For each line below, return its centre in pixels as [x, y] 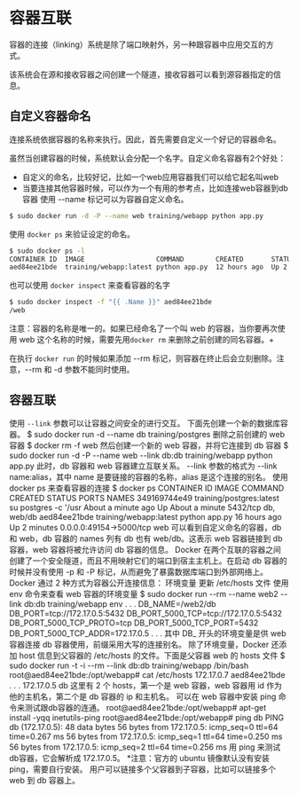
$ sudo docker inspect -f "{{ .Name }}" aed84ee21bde [111, 303]
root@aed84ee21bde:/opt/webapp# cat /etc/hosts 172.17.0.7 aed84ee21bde [147, 674]
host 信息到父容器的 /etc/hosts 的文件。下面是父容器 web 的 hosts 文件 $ [152, 655]
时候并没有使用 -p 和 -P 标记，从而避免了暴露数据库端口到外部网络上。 [139, 571]
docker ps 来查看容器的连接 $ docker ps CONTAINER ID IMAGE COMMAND [147, 488]
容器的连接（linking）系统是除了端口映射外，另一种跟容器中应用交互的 [137, 44]
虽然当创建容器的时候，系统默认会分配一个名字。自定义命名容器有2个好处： [148, 158]
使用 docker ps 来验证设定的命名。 [72, 234]
